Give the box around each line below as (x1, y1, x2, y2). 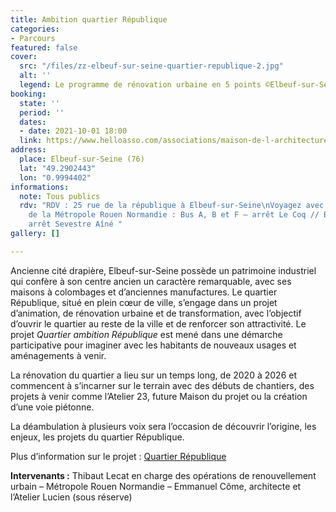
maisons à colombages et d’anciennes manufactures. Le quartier (10, 286, 278, 298)
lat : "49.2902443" (19, 163, 97, 173)
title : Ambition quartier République (10, 14, 168, 25)
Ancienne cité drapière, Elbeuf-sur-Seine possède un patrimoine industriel (10, 264, 317, 276)
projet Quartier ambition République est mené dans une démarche (10, 328, 283, 340)
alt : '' (19, 71, 52, 81)
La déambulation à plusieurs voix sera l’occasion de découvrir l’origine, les (10, 420, 317, 432)
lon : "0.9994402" (19, 172, 92, 183)
